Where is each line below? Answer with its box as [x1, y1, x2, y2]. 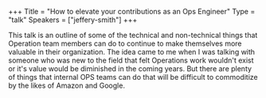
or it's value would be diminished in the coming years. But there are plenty [8, 64, 252, 73]
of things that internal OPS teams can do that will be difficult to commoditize [8, 73, 259, 81]
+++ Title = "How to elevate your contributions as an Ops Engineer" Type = [8, 7, 256, 16]
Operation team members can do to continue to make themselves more [8, 39, 242, 48]
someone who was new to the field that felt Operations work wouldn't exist [8, 55, 254, 65]
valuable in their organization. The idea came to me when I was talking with [8, 47, 256, 56]
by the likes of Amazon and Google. [8, 81, 126, 90]
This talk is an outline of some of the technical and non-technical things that [8, 31, 258, 40]
